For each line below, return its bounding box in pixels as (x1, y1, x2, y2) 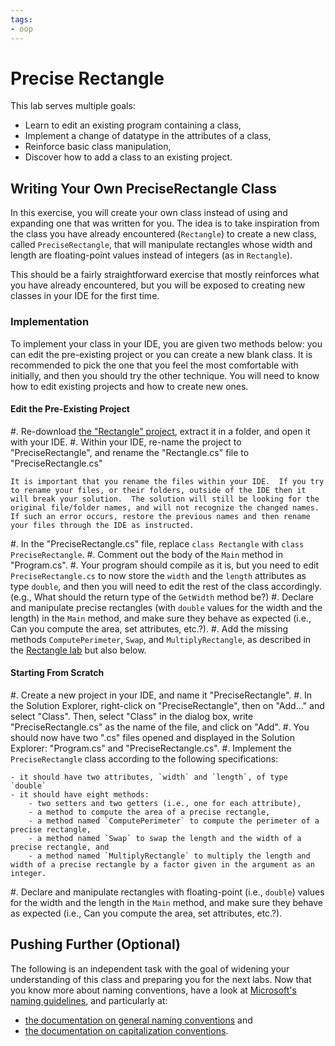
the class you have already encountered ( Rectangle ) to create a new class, (10, 228, 317, 240)
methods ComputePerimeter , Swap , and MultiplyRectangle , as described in (10, 633, 312, 645)
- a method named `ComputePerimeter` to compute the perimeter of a (28, 816, 320, 826)
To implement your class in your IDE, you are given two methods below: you (10, 337, 323, 350)
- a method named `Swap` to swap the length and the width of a (28, 833, 302, 843)
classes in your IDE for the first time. (10, 290, 160, 302)
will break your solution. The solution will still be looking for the (10, 494, 320, 504)
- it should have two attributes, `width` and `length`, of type (10, 772, 288, 782)
